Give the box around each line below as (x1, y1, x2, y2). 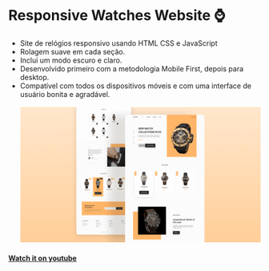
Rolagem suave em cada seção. (19, 47, 126, 56)
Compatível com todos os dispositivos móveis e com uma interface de (19, 81, 252, 91)
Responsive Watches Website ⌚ (8, 6, 226, 25)
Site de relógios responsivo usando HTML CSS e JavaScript (19, 38, 218, 48)
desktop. (19, 72, 50, 82)
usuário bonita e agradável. (19, 89, 110, 99)
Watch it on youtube (8, 253, 78, 263)
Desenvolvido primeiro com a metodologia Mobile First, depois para (19, 63, 244, 73)
